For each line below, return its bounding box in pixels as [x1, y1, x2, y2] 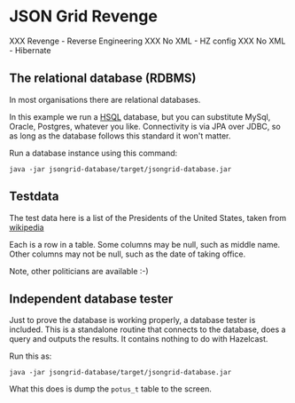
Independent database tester [9, 291, 174, 306]
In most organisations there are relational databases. [9, 94, 201, 105]
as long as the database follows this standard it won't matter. [9, 130, 231, 141]
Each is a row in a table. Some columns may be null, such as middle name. [9, 239, 281, 249]
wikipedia [9, 222, 44, 233]
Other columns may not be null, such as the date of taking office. [9, 249, 246, 259]
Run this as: [9, 351, 52, 361]
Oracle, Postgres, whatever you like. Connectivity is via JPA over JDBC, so [9, 121, 281, 131]
